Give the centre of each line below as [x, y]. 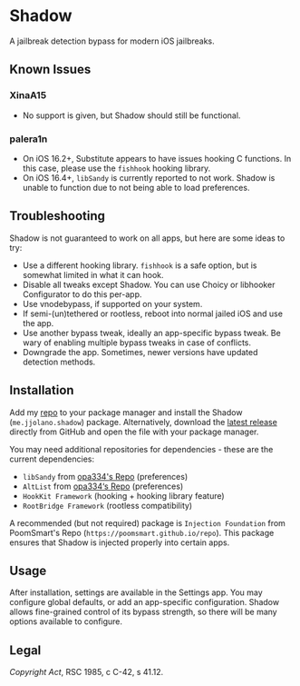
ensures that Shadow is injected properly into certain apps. [120, 542]
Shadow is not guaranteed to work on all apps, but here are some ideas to [147, 238]
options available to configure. [66, 621]
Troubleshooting [58, 216]
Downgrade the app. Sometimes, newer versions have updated [140, 352]
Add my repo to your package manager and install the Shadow [126, 412]
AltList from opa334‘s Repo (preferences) [103, 486]
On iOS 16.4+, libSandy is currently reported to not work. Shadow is [149, 177]
